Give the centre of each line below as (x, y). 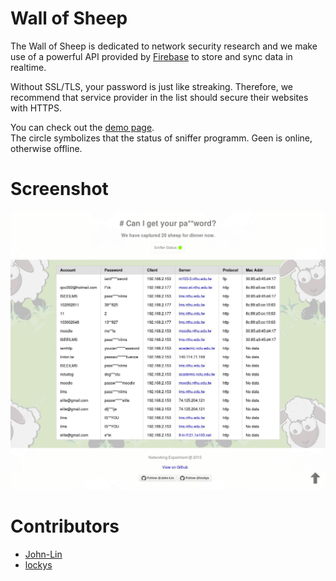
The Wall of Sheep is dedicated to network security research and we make (164, 46)
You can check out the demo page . (82, 127)
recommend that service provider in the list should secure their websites (159, 97)
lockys (38, 565)
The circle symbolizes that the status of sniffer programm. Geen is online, (161, 138)
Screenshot (59, 189)
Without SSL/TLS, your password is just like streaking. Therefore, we (152, 86)
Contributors (65, 526)
